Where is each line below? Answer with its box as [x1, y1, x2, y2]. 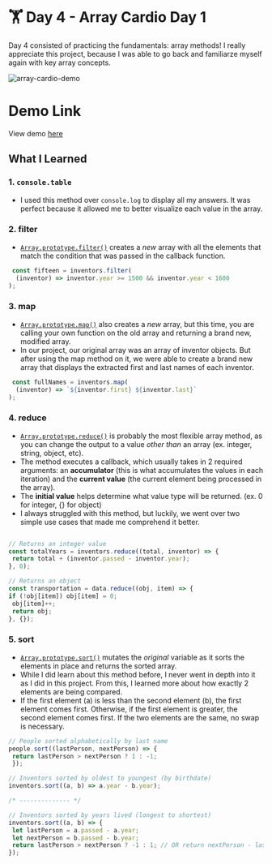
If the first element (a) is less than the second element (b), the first [19, 695, 242, 705]
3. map [8, 301, 36, 312]
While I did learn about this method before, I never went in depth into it [19, 669, 256, 679]
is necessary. [19, 721, 65, 731]
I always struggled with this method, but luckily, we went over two [19, 508, 240, 518]
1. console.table [8, 177, 72, 188]
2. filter [8, 224, 38, 235]
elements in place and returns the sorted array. [19, 660, 177, 671]
